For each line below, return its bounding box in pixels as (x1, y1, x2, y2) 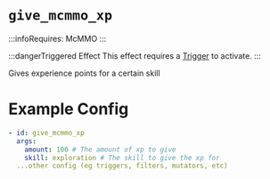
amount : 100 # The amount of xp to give (24, 145, 176, 154)
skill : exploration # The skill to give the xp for (24, 153, 220, 162)
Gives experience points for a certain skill (8, 68, 161, 78)
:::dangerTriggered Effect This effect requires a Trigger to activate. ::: (8, 50, 262, 61)
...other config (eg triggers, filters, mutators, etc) (16, 161, 228, 171)
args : (16, 136, 37, 145)
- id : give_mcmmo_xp (8, 128, 86, 137)
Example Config (8, 99, 129, 119)
